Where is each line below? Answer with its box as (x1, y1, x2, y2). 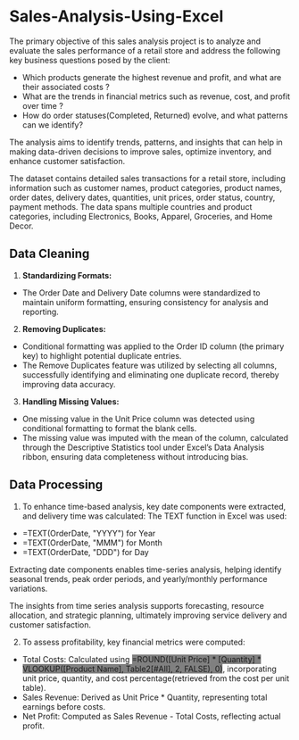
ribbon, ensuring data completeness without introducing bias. (21, 451, 249, 461)
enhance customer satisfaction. (9, 155, 126, 166)
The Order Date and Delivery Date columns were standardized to (21, 287, 261, 298)
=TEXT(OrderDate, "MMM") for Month (21, 537, 163, 548)
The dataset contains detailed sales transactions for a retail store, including (9, 172, 286, 184)
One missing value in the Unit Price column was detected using (21, 413, 255, 424)
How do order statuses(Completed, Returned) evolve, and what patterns (21, 110, 288, 121)
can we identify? (21, 119, 83, 130)
